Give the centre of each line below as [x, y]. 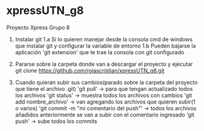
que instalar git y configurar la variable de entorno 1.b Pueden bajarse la [105, 46]
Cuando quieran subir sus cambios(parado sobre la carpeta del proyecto [106, 82]
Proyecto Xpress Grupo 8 [38, 27]
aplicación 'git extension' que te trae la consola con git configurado [100, 52]
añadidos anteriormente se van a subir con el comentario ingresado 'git [105, 115]
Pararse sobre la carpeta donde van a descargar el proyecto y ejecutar [104, 64]
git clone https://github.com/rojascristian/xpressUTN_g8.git [90, 70]
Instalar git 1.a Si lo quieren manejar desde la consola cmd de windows [104, 39]
